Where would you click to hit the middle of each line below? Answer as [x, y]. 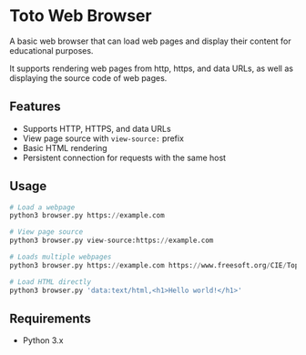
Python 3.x [43, 340]
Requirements [50, 318]
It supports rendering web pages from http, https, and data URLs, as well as [152, 68]
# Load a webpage [42, 207]
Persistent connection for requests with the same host [124, 157]
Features [35, 107]
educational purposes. [51, 50]
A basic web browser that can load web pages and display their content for [150, 41]
